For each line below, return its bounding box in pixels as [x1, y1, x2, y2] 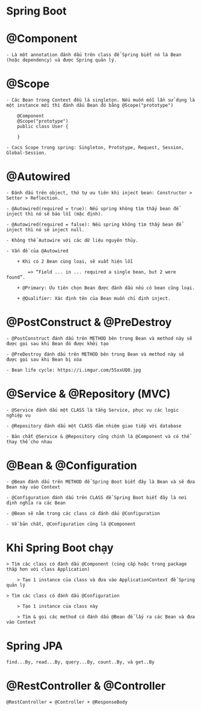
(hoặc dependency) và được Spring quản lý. [6, 57, 117, 63]
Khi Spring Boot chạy [6, 541, 114, 555]
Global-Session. [6, 150, 47, 156]
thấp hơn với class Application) [6, 566, 90, 572]
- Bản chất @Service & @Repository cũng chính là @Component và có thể [6, 433, 190, 439]
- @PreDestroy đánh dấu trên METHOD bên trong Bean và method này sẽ [6, 351, 185, 357]
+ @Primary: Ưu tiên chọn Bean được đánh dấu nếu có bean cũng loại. [17, 285, 196, 291]
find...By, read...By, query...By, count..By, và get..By [6, 659, 155, 665]
